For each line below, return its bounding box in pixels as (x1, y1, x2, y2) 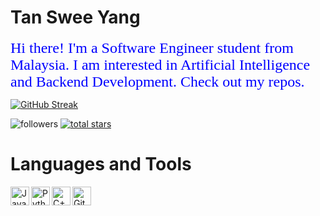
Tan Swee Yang (10, 6, 141, 29)
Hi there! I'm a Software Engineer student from (10, 39, 294, 56)
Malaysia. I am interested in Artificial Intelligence (10, 56, 311, 73)
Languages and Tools (10, 153, 192, 176)
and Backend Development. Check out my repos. (10, 72, 305, 90)
